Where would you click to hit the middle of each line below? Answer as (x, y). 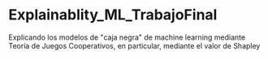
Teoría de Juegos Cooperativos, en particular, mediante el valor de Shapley (134, 45)
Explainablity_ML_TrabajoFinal (113, 15)
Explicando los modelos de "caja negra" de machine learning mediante (127, 37)
